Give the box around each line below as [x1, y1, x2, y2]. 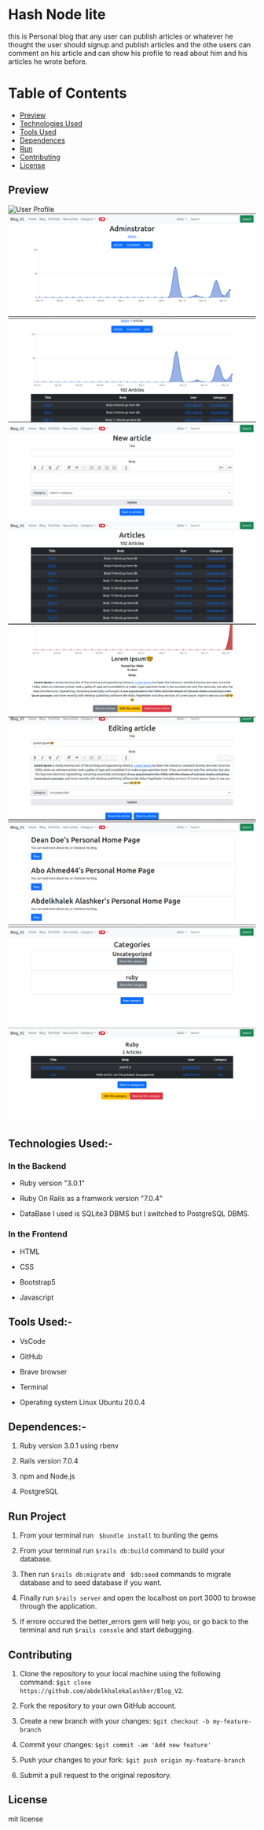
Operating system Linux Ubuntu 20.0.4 [19, 1397, 145, 1407]
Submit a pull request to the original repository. [19, 1771, 172, 1780]
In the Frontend [8, 1229, 68, 1240]
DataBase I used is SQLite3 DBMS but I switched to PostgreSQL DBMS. [19, 1209, 250, 1218]
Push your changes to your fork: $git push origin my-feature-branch [19, 1755, 246, 1765]
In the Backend [8, 1161, 67, 1172]
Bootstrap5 [19, 1277, 57, 1286]
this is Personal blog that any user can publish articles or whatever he [8, 32, 233, 41]
